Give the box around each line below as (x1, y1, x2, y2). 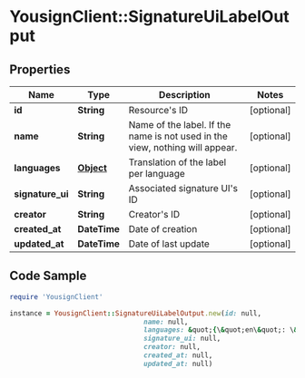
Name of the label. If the (128, 119, 231, 131)
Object (77, 161, 107, 174)
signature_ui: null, (143, 334, 221, 344)
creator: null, (143, 343, 202, 352)
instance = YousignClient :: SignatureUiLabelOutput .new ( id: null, (9, 308, 261, 318)
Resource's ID (128, 104, 189, 116)
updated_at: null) (143, 359, 213, 368)
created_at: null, (143, 351, 213, 360)
